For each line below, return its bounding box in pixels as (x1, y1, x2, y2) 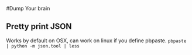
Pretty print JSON (6, 21, 72, 31)
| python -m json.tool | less (6, 43, 80, 49)
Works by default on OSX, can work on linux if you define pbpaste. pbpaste (6, 37, 187, 44)
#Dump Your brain (6, 5, 50, 12)
